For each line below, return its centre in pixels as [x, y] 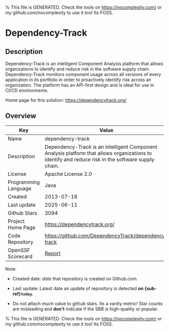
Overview [21, 116]
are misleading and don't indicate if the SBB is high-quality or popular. [85, 309]
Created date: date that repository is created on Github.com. [75, 279]
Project [16, 221]
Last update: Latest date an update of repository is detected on [78, 288]
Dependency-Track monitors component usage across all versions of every [83, 74]
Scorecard [20, 256]
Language [20, 188]
